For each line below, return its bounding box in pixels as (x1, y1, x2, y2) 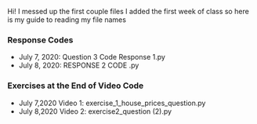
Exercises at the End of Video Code (7, 80, 144, 91)
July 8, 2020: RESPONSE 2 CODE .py (18, 60, 139, 70)
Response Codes (7, 35, 74, 46)
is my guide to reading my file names (7, 15, 127, 24)
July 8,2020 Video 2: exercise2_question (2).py (18, 106, 172, 116)
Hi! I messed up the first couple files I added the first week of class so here (7, 7, 250, 16)
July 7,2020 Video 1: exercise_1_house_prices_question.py (18, 98, 206, 108)
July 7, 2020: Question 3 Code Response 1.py (18, 53, 166, 62)
